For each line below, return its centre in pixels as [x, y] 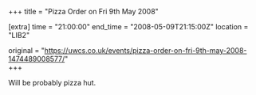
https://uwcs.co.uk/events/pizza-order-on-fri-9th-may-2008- [146, 50]
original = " [27, 50]
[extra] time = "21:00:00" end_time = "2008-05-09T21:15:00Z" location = [128, 27]
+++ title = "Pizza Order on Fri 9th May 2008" [84, 11]
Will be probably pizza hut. [52, 83]
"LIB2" [19, 35]
